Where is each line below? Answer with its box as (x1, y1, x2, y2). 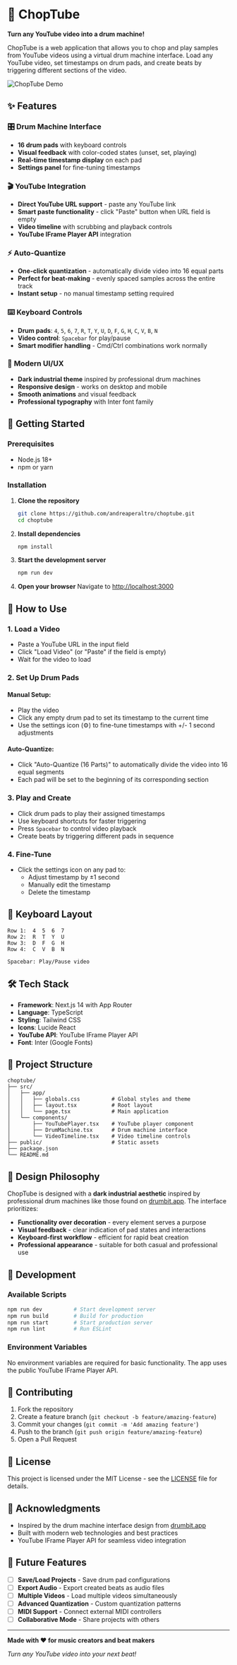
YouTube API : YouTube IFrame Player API (17, 1030, 138, 1039)
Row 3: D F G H (7, 940, 65, 947)
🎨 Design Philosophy (7, 1170, 100, 1183)
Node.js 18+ (17, 455, 53, 464)
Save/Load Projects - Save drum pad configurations (17, 1575, 171, 1584)
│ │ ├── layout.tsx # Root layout (7, 1102, 153, 1109)
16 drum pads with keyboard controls (17, 141, 127, 149)
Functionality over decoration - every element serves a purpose (17, 1218, 207, 1227)
